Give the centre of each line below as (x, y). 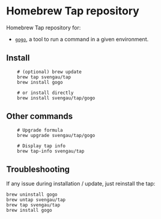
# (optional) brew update (50, 72)
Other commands (40, 116)
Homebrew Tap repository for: (44, 28)
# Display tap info (41, 146)
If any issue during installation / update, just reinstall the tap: (81, 184)
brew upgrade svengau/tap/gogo (56, 135)
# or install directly (45, 93)
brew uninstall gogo (32, 195)
